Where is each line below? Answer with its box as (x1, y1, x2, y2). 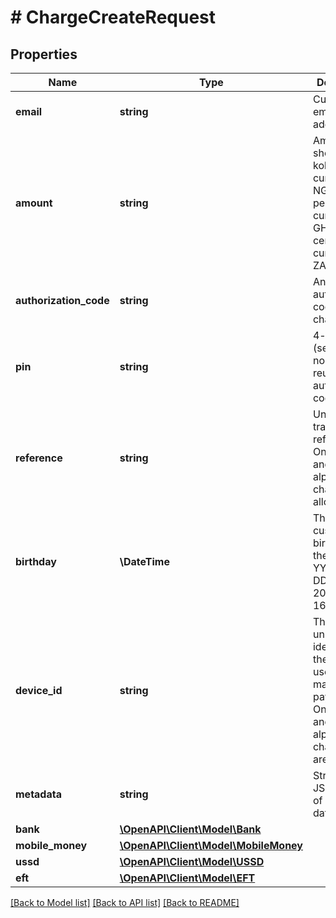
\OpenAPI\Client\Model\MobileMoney (119, 839, 303, 852)
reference (15, 451, 63, 465)
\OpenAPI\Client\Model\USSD (119, 855, 265, 868)
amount (15, 196, 53, 210)
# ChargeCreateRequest (10, 6, 217, 29)
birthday (15, 555, 57, 568)
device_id (15, 684, 63, 697)
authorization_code (15, 294, 110, 307)
